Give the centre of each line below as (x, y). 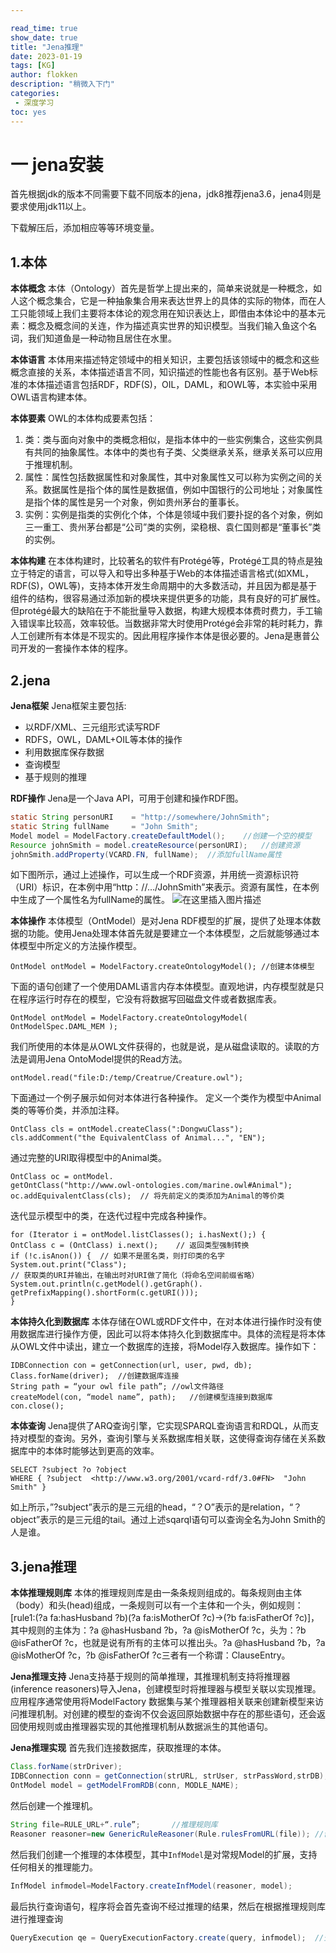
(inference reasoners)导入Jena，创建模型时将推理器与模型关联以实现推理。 (166, 1689)
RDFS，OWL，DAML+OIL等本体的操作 (103, 740)
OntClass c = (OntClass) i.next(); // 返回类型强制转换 (130, 1246)
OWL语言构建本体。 (51, 397)
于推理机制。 (51, 465)
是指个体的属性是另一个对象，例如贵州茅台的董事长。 (134, 502)
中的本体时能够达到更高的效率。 (93, 1451)
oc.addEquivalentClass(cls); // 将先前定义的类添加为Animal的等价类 (147, 1196)
